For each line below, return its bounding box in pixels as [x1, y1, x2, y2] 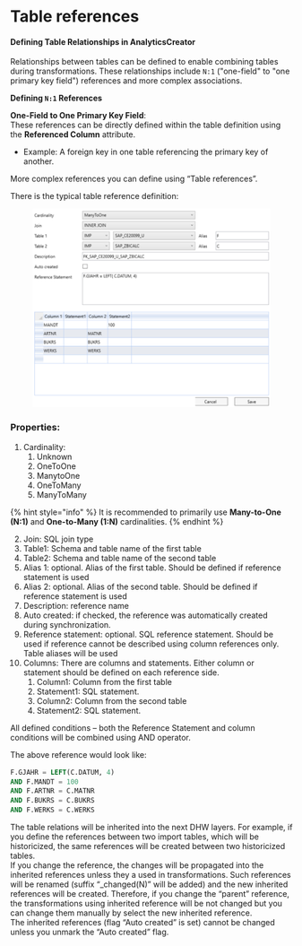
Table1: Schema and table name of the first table [22, 542, 203, 553]
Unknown [36, 451, 73, 462]
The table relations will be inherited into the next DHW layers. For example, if [10, 822, 293, 833]
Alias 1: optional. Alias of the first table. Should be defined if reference [22, 562, 281, 573]
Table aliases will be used [22, 647, 118, 658]
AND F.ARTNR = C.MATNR [10, 786, 95, 795]
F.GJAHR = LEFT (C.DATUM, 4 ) [10, 768, 116, 777]
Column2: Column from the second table [36, 695, 187, 706]
